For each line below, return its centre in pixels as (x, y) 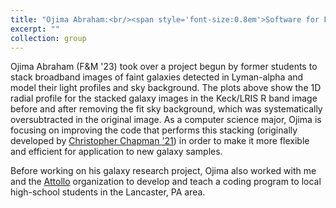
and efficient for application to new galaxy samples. (116, 152)
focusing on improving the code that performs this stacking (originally (154, 130)
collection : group (48, 38)
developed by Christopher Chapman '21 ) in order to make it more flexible (160, 141)
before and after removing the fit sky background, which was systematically (166, 109)
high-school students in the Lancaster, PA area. (108, 192)
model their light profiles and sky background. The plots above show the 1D (166, 88)
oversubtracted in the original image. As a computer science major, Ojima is (166, 120)
